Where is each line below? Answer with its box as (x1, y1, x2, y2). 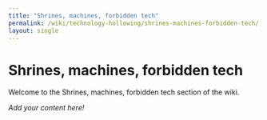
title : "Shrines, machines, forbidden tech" (8, 11, 159, 20)
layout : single (8, 26, 59, 34)
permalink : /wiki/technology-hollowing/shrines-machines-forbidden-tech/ (8, 19, 260, 27)
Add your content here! (8, 103, 85, 113)
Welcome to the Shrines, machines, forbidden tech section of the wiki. (8, 87, 240, 97)
